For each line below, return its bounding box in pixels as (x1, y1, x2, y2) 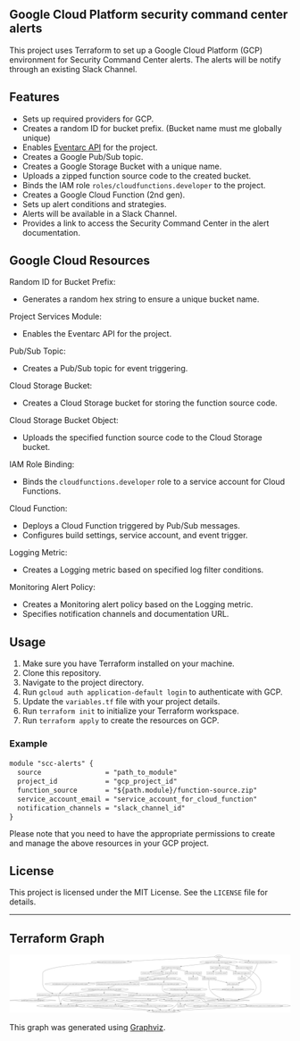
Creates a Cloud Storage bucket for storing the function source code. (21, 397, 279, 409)
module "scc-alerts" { (9, 759, 94, 768)
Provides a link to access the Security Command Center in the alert (21, 218, 270, 229)
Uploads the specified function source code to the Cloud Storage (21, 432, 262, 443)
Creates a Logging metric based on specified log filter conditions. (21, 564, 264, 575)
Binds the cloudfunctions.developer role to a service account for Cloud (21, 477, 286, 487)
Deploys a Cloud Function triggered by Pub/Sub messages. (21, 520, 241, 531)
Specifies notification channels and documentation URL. (21, 609, 229, 620)
